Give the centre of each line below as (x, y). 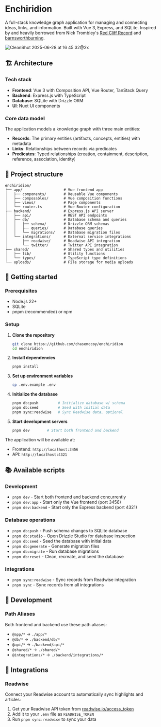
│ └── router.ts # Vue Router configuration (63, 207)
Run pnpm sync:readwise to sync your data (54, 719)
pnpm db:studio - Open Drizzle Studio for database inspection (74, 536)
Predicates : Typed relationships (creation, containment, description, (80, 154)
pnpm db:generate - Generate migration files (56, 546)
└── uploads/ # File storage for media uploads (69, 262)
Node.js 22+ (24, 301)
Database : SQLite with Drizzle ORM (48, 100)
